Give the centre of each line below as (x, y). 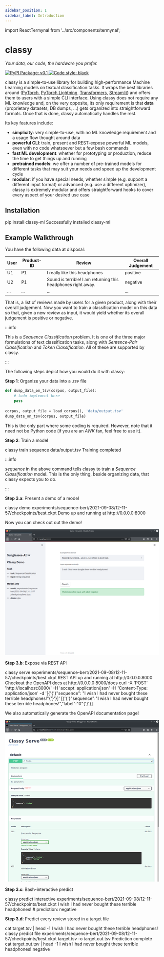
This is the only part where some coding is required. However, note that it (79, 426)
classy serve (18, 672)
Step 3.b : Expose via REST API (36, 663)
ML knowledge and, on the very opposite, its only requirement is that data (79, 103)
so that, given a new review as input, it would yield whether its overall (75, 312)
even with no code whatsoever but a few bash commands (70, 148)
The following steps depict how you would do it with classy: (65, 371)
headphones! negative (28, 949)
